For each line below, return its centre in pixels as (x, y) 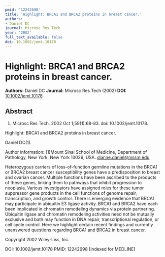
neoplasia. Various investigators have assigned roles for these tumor (75, 188)
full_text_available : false (34, 38)
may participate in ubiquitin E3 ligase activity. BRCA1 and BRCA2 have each (82, 204)
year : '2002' (18, 33)
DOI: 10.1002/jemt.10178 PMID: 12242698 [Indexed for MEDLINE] (70, 249)
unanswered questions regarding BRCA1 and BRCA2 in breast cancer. (76, 230)
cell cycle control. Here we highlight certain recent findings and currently (79, 224)
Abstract (19, 111)
